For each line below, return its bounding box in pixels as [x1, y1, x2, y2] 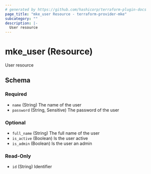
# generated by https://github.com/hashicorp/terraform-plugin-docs [5, 7, 147, 12]
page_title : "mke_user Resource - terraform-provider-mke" [5, 12, 127, 17]
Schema [5, 76, 31, 85]
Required [5, 91, 27, 98]
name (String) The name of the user [12, 102, 82, 107]
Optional [5, 119, 26, 126]
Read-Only [5, 153, 32, 159]
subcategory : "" [5, 16, 38, 21]
